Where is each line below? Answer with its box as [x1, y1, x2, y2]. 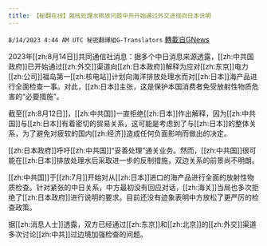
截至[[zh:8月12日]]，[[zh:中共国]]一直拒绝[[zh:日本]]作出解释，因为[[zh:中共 [8, 109, 257, 118]
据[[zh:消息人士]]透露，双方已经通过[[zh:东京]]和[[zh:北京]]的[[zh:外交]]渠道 [8, 219, 257, 228]
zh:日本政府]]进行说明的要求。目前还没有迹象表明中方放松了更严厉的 [27, 192, 253, 202]
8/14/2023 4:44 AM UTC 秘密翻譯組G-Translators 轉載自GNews [8, 34, 210, 44]
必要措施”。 [25, 91, 64, 101]
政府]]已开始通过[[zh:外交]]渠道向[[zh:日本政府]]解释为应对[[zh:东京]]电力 [8, 61, 249, 71]
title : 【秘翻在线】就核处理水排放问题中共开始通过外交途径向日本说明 [8, 11, 211, 20]
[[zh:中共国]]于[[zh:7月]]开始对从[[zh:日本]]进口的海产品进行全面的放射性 [8, 173, 248, 182]
